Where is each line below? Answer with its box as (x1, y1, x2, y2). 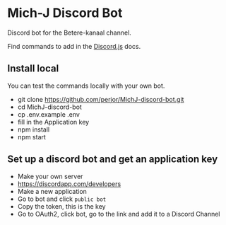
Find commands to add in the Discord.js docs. (7, 42, 141, 50)
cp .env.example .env (17, 110, 80, 118)
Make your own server (17, 172, 83, 180)
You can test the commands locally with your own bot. (7, 81, 165, 90)
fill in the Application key (17, 117, 90, 126)
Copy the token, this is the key (17, 202, 106, 210)
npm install (17, 125, 50, 134)
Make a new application (17, 187, 87, 195)
